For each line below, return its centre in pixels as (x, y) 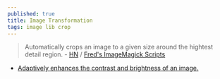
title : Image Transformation (50, 20)
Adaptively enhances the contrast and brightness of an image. (108, 68)
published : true (31, 14)
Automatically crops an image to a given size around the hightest (119, 47)
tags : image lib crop (39, 27)
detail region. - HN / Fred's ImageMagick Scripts (95, 54)
